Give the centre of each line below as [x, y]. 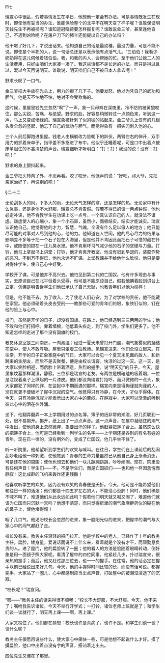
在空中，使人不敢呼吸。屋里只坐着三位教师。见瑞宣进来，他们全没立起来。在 [82, 349]
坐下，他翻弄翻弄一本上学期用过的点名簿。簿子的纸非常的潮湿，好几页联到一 [82, 414]
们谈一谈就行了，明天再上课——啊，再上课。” [50, 612]
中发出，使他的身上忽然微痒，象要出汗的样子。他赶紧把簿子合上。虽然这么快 [82, 427]
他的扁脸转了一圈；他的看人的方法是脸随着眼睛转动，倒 [99, 548]
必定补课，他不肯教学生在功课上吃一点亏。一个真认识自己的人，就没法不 [78, 215]
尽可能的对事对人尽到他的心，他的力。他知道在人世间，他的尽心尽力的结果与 [82, 233]
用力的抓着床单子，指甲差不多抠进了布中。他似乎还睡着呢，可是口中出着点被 [82, 142]
